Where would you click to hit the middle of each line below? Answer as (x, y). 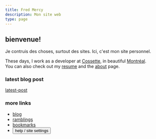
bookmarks (24, 124)
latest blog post (24, 79)
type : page (16, 19)
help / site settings (32, 130)
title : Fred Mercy (24, 10)
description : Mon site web (33, 14)
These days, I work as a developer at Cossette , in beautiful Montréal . (76, 61)
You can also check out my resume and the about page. (63, 66)
